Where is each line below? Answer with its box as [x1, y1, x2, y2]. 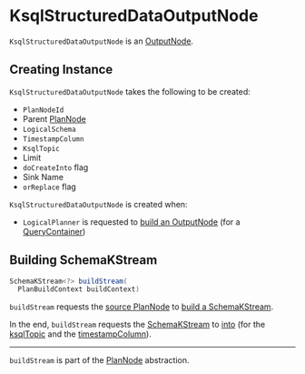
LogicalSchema [22, 125, 76, 134]
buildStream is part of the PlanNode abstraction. [9, 355, 190, 366]
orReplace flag [22, 181, 77, 192]
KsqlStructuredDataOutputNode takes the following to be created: [9, 86, 251, 96]
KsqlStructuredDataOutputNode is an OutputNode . [9, 35, 193, 46]
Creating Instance [9, 62, 113, 77]
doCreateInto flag [22, 161, 89, 173]
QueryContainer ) [22, 226, 86, 237]
